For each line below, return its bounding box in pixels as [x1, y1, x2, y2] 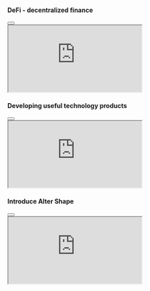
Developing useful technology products [7, 101, 127, 110]
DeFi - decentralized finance [7, 6, 94, 14]
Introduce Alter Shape [7, 197, 75, 206]
